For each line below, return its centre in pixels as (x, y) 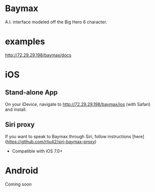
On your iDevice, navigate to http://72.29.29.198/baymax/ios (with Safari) (78, 104)
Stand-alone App (31, 93)
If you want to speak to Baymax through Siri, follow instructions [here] (75, 136)
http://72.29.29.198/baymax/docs (38, 55)
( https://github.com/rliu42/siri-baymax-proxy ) (51, 141)
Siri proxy (20, 125)
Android (22, 170)
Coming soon (18, 184)
